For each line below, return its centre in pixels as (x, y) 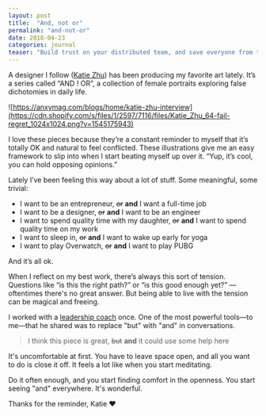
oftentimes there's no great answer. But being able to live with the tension (128, 293)
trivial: (18, 188)
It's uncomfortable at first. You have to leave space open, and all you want (129, 356)
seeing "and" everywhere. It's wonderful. (75, 388)
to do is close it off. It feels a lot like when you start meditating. (110, 364)
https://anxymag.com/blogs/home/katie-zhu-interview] (103, 107)
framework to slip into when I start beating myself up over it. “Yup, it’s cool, (131, 156)
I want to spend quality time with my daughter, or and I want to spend (133, 220)
